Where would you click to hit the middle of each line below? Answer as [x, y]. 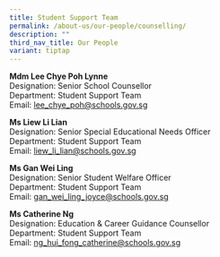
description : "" [40, 34]
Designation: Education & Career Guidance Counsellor [109, 224]
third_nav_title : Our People [64, 43]
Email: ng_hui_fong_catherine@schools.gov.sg [95, 243]
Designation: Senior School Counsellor [81, 86]
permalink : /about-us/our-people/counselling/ [98, 26]
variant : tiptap [40, 51]
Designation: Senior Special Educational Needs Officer [110, 132]
